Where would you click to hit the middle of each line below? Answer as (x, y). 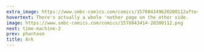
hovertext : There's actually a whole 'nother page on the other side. (97, 17)
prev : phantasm (25, 34)
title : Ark (20, 39)
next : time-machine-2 (34, 28)
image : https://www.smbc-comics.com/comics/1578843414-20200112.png (95, 23)
